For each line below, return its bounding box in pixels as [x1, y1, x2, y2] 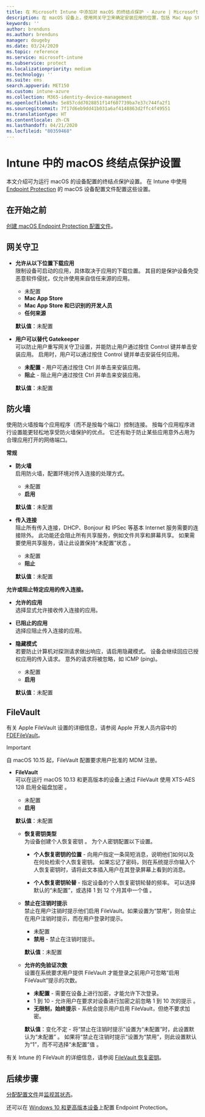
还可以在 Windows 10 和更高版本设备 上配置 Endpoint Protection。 [6, 1104, 171, 1111]
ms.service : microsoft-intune [6, 54, 84, 60]
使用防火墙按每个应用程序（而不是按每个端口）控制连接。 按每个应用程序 [6, 421, 190, 428]
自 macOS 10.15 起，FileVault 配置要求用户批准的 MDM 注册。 [6, 757, 160, 764]
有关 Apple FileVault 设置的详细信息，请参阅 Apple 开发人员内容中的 [6, 724, 177, 732]
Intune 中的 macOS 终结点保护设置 [6, 156, 181, 170]
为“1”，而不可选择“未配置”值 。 [24, 1041, 102, 1048]
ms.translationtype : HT [6, 111, 67, 117]
